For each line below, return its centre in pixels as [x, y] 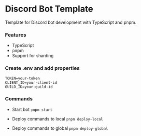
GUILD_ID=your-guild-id [29, 87]
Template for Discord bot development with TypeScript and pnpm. [71, 22]
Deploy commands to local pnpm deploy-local [57, 119]
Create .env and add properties [42, 68]
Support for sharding [33, 56]
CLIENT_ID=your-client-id [31, 83]
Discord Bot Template [49, 9]
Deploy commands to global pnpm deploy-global [60, 128]
